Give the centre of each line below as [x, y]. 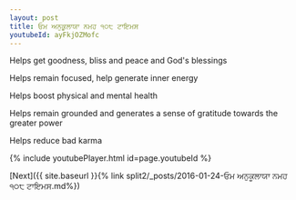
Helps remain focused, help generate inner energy [104, 78]
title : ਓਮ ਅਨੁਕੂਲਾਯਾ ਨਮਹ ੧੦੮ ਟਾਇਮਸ [74, 26]
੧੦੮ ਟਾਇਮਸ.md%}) [45, 186]
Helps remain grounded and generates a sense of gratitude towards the [144, 114]
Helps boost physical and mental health [83, 95]
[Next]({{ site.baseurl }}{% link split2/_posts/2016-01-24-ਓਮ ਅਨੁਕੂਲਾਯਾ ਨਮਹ [149, 176]
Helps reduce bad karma [56, 141]
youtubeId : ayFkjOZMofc [55, 35]
